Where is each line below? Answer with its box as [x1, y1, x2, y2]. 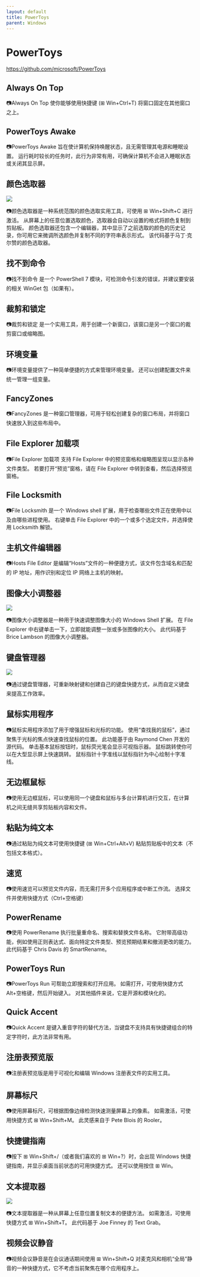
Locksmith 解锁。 [13, 523, 56, 531]
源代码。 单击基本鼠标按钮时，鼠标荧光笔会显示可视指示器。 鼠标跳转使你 [6, 743, 187, 750]
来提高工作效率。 [6, 690, 48, 697]
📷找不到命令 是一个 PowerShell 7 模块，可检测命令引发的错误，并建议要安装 [6, 275, 195, 282]
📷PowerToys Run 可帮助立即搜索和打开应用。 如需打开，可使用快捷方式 [6, 980, 183, 987]
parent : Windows [6, 20, 47, 26]
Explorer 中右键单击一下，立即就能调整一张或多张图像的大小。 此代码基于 [6, 626, 187, 633]
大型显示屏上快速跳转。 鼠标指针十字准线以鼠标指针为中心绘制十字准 [16, 750, 186, 757]
